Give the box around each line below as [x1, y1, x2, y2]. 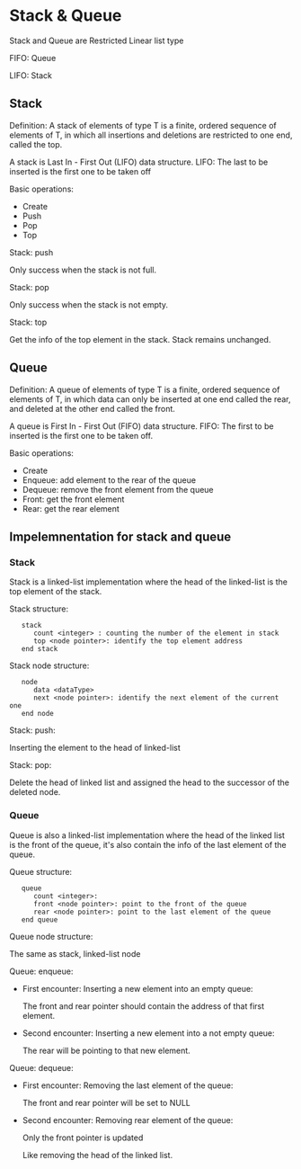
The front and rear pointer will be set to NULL [22, 1097, 190, 1108]
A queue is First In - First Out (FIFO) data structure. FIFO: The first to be [9, 420, 274, 432]
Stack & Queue [9, 5, 122, 26]
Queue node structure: [9, 931, 93, 941]
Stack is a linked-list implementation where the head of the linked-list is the [9, 576, 288, 587]
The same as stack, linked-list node [9, 948, 141, 959]
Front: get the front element [22, 494, 125, 504]
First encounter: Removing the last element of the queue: [22, 1080, 234, 1091]
